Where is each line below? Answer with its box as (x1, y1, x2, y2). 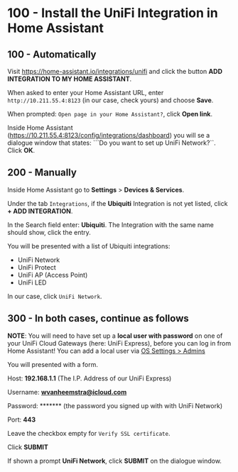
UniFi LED (17, 278, 47, 287)
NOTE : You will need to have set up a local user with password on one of (7, 331, 223, 340)
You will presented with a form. (7, 360, 98, 368)
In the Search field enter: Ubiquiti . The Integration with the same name (7, 220, 215, 229)
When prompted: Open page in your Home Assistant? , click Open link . (7, 110, 213, 118)
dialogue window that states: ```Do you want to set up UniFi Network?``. (7, 138, 217, 147)
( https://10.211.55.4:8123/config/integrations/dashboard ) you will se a (7, 131, 210, 139)
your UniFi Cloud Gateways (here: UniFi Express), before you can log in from (7, 339, 232, 347)
